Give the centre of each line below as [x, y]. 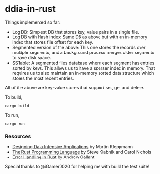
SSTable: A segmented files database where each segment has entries [83, 63]
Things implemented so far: [33, 22]
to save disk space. [31, 57]
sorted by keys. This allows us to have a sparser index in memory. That [83, 68]
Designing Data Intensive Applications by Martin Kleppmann [72, 147]
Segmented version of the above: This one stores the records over [79, 47]
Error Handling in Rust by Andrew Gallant [53, 157]
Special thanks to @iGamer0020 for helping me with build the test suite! [77, 167]
